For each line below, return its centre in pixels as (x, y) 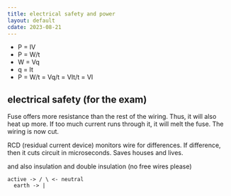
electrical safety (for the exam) (77, 99)
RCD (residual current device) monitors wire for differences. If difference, (114, 145)
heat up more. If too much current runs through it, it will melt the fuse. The (116, 124)
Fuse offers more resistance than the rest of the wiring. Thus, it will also (112, 117)
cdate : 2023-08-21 (34, 27)
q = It (26, 70)
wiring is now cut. (33, 132)
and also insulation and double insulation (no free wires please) (100, 166)
